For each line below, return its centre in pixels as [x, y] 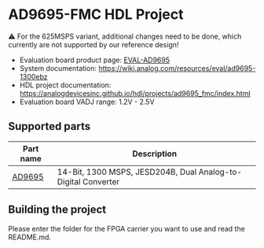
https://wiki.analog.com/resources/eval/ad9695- [177, 68]
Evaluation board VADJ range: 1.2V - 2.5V [87, 102]
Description [155, 154]
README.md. [30, 237]
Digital [69, 181]
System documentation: [58, 68]
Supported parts [49, 126]
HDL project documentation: [65, 85]
